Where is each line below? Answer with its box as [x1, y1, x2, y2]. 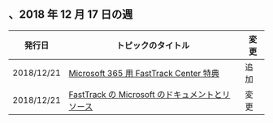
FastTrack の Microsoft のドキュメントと [68, 88, 223, 100]
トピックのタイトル [116, 40, 190, 51]
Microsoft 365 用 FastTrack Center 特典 [68, 67, 220, 78]
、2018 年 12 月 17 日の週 [8, 7, 133, 22]
